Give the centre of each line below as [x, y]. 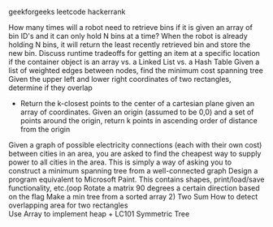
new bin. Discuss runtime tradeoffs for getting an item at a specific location [134, 53]
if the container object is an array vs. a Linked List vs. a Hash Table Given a [134, 62]
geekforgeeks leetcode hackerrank [67, 12]
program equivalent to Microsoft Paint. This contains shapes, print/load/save [136, 179]
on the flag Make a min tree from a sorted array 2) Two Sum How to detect [133, 197]
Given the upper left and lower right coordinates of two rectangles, [120, 79]
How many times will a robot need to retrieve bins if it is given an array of [131, 27]
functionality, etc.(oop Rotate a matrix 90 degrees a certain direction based [134, 188]
